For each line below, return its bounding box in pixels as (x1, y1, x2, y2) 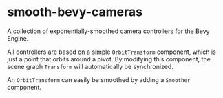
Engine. (7, 34, 29, 42)
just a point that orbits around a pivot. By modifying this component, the (7, 55, 211, 63)
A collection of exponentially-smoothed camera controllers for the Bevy (7, 27, 210, 35)
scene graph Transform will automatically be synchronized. (7, 62, 173, 70)
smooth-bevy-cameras (7, 4, 143, 20)
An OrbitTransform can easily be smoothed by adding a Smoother (7, 75, 191, 84)
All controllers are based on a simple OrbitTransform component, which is (7, 48, 216, 56)
